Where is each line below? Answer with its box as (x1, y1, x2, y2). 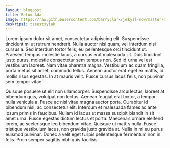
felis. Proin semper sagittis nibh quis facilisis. (5, 137, 99, 143)
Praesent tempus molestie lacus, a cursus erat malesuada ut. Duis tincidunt (5, 52, 162, 58)
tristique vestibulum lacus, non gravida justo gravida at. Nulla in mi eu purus (5, 126, 163, 132)
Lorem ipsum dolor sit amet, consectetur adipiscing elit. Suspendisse (5, 35, 149, 42)
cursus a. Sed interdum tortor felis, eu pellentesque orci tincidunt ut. (5, 46, 148, 52)
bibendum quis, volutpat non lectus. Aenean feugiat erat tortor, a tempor (5, 94, 156, 100)
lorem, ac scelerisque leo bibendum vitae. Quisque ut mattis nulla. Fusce (5, 121, 157, 127)
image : (5, 17, 19, 22)
